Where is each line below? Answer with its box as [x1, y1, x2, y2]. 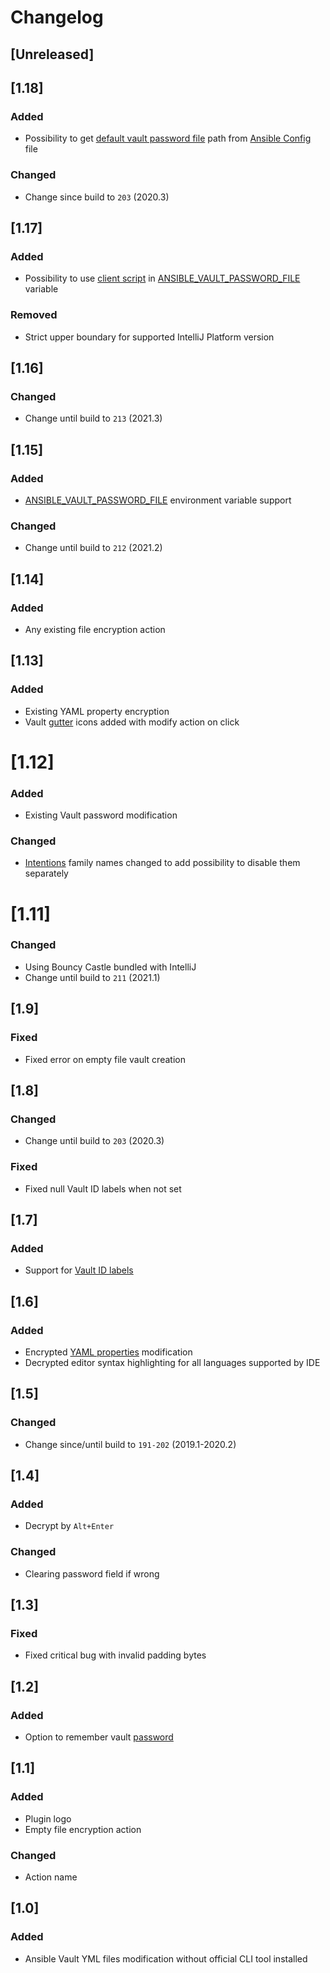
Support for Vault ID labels [24, 1264, 134, 1276]
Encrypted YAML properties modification [24, 1346, 193, 1358]
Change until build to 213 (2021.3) [24, 412, 163, 425]
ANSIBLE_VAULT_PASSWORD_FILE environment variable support [24, 494, 292, 506]
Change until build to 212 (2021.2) [24, 542, 163, 554]
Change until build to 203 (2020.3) [24, 1135, 165, 1147]
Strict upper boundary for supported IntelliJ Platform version [24, 331, 275, 343]
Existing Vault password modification [24, 809, 178, 821]
